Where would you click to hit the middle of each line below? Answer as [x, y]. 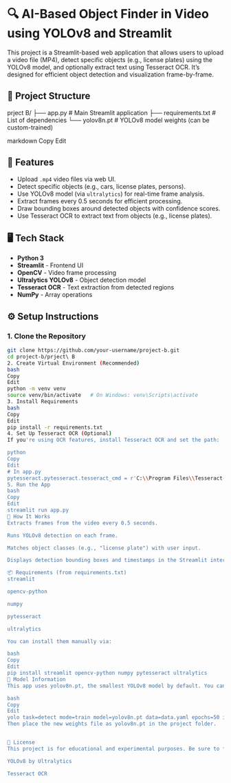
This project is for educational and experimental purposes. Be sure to [113, 749]
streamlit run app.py [38, 510]
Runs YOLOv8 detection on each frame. [63, 536]
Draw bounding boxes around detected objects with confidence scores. [119, 208]
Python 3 [31, 258]
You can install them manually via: [59, 641]
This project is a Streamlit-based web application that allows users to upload [115, 52]
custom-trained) [30, 127]
